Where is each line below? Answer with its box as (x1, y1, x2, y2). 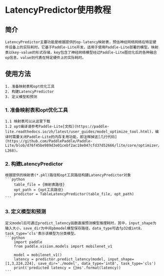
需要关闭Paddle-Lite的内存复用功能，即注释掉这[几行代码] (12, 135, 117, 139)
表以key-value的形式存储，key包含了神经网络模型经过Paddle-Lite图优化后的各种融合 (5, 50, 157, 55)
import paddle (14, 239, 42, 245)
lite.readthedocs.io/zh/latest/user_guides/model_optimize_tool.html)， (5, 129, 155, 135)
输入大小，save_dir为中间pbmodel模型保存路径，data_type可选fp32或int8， (5, 226, 144, 230)
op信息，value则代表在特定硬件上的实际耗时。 (5, 55, 86, 60)
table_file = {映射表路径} (14, 182, 65, 187)
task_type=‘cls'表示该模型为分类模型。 (5, 231, 78, 236)
